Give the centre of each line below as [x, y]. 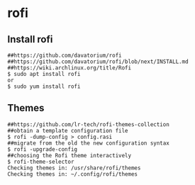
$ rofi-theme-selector [41, 162]
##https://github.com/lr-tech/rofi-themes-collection [89, 124]
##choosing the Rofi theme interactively [69, 155]
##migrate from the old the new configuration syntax [89, 143]
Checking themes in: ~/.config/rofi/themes [73, 174]
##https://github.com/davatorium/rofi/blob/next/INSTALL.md [98, 62]
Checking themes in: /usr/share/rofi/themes [74, 168]
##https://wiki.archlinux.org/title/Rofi [69, 68]
